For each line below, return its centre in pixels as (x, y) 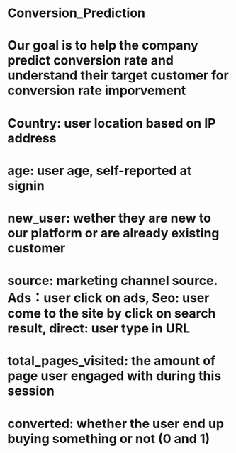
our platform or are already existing (113, 233)
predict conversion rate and (91, 61)
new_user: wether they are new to (109, 218)
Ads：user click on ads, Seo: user (108, 298)
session (31, 391)
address (32, 138)
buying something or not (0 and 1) (109, 438)
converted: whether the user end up (116, 424)
